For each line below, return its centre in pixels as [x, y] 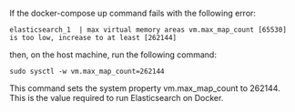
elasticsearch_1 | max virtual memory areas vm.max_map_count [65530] [148, 30]
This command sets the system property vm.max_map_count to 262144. [145, 88]
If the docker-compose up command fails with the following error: [133, 13]
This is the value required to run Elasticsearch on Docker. [117, 98]
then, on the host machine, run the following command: [113, 55]
